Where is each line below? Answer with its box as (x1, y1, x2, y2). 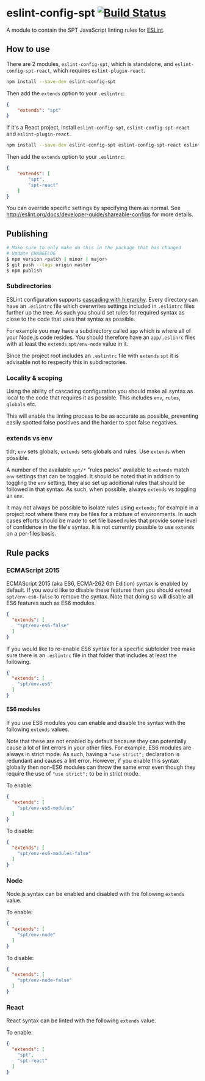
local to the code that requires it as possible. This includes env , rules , (6, 394, 181, 401)
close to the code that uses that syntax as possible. (6, 315, 135, 322)
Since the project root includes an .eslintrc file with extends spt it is (6, 352, 179, 359)
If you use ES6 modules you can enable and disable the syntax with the (6, 719, 186, 727)
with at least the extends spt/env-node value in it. (6, 340, 129, 348)
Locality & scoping (6, 373, 63, 382)
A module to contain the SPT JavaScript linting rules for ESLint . (6, 26, 165, 34)
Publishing (6, 228, 48, 239)
